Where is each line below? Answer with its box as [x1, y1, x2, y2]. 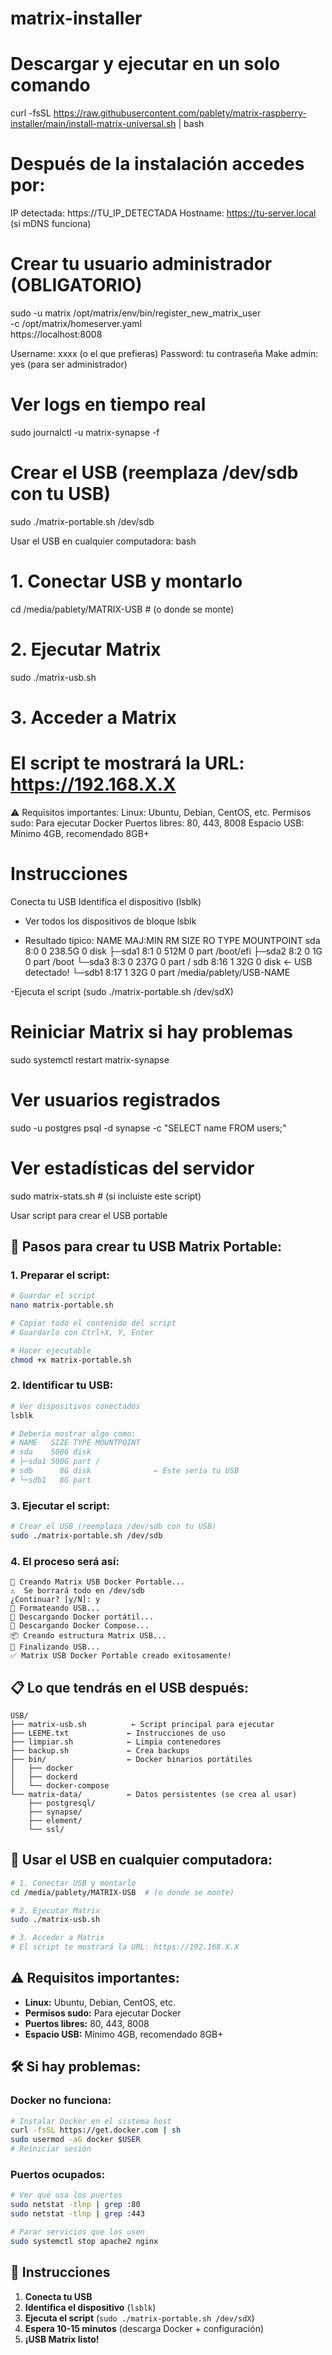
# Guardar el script [10, 1291, 97, 1301]
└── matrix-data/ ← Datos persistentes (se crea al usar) [10, 1790, 298, 1800]
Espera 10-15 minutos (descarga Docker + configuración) [24, 2322, 265, 2334]
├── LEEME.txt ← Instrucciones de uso [10, 1728, 226, 1739]
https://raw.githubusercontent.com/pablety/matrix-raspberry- [53, 107, 307, 119]
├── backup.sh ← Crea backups [10, 1746, 190, 1756]
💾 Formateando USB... [10, 1603, 101, 1614]
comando [10, 74, 91, 97]
